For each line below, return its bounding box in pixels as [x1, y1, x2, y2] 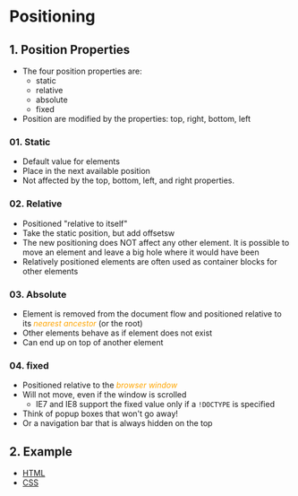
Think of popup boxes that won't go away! [21, 408, 179, 419]
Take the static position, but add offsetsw [21, 227, 175, 239]
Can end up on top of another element [21, 336, 164, 347]
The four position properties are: [21, 65, 142, 76]
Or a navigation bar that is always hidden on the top [21, 418, 213, 429]
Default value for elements [21, 156, 121, 167]
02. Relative [9, 197, 63, 210]
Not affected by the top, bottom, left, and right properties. [21, 175, 235, 186]
